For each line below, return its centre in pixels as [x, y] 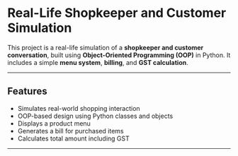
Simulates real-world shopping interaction [79, 108]
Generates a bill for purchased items [70, 131]
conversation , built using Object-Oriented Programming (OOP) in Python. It [119, 55]
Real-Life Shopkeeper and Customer [117, 13]
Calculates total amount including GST [73, 138]
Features [27, 91]
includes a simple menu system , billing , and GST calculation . [98, 62]
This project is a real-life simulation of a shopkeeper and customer [106, 47]
